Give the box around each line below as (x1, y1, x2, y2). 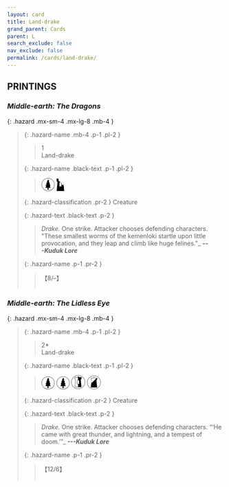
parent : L (7, 33, 36, 40)
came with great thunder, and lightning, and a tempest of (41, 430, 203, 438)
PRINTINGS (7, 81, 57, 93)
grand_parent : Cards (7, 25, 67, 32)
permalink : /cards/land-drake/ (7, 55, 97, 62)
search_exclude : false (7, 40, 72, 47)
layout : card (7, 11, 45, 18)
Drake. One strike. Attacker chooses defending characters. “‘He (41, 422, 222, 431)
